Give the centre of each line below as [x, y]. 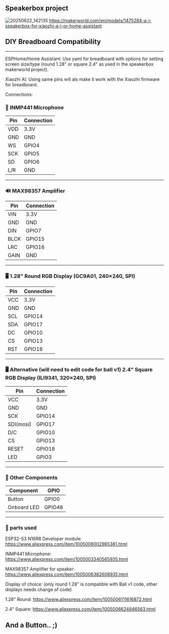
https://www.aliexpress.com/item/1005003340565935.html [67, 559]
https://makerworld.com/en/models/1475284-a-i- [100, 20]
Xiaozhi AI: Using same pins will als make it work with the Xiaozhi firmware [82, 79]
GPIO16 [35, 247]
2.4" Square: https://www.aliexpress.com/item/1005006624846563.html [80, 609]
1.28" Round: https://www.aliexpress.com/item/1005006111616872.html [79, 599]
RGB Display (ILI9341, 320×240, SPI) [51, 378]
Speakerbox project [37, 8]
